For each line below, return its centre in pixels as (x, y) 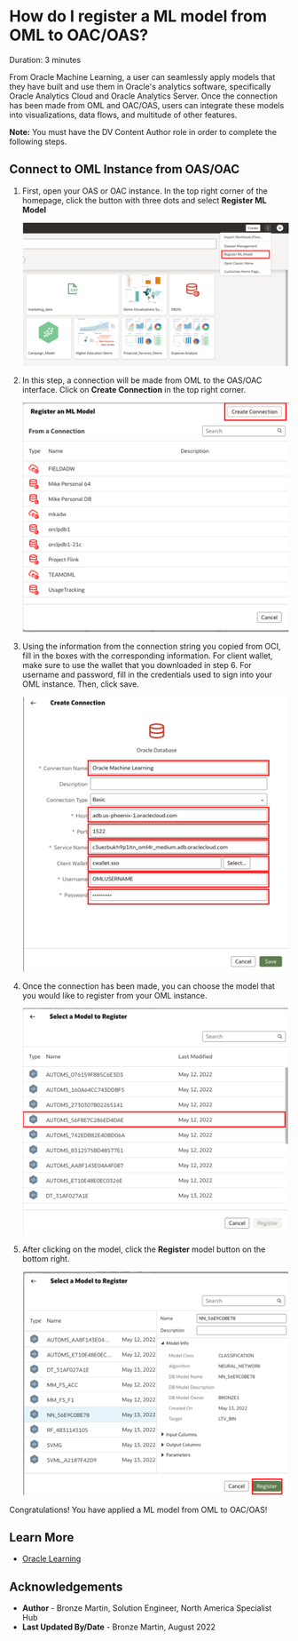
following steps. (38, 141)
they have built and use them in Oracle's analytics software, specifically (140, 86)
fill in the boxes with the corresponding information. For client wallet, (147, 656)
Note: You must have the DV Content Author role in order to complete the (143, 131)
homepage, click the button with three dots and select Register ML (144, 200)
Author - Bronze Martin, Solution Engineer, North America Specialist (147, 1608)
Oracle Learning (51, 1559)
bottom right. (46, 1258)
